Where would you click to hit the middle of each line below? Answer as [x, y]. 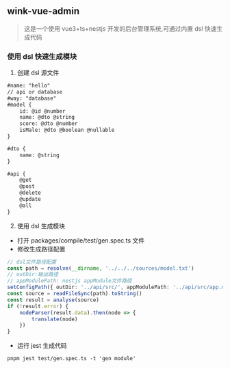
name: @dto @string [47, 118]
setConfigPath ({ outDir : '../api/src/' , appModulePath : [88, 287]
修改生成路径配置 [41, 249]
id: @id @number [43, 111]
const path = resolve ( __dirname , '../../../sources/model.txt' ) [101, 268]
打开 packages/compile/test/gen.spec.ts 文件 [81, 240]
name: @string [39, 155]
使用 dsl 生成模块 [41, 225]
